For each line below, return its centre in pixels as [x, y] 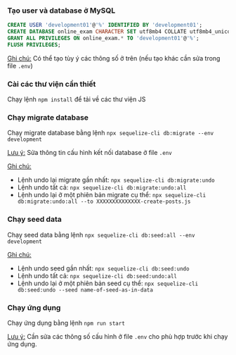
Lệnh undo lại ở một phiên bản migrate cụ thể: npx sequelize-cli [112, 195]
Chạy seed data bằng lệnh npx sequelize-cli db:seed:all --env [101, 235]
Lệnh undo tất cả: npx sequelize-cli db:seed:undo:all [97, 275]
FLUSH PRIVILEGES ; [34, 44]
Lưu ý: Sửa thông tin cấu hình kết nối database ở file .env [90, 153]
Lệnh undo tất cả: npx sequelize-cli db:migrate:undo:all [102, 187]
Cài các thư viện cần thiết [52, 84]
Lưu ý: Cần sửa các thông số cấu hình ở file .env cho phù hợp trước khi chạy [118, 336]
